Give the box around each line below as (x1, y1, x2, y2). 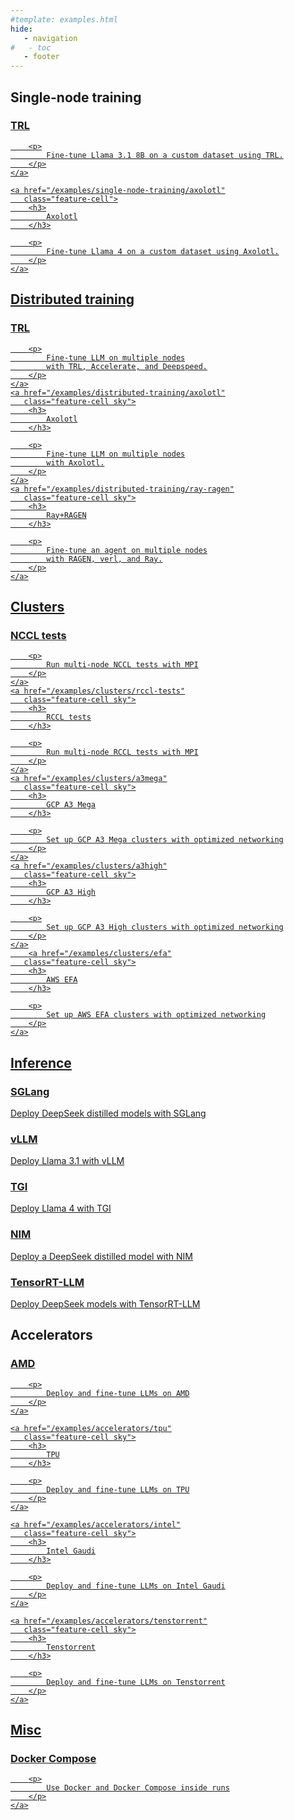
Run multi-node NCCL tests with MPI (46, 660, 199, 670)
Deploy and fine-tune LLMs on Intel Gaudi (46, 1581, 226, 1591)
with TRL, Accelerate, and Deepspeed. (46, 361, 208, 371)
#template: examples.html (10, 14, 118, 25)
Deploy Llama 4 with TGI (10, 1202, 112, 1215)
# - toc (10, 42, 52, 53)
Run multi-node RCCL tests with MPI (46, 747, 199, 758)
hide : (10, 24, 33, 34)
